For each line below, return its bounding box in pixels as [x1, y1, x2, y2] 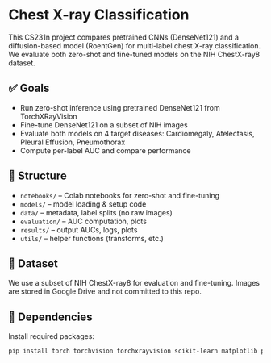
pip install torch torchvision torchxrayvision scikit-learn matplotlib [8, 347, 258, 356]
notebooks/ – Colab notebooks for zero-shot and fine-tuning [19, 190, 220, 200]
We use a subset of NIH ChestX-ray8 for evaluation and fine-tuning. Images [8, 278, 261, 288]
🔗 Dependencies [8, 310, 93, 323]
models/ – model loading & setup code [19, 199, 147, 209]
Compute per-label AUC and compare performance [19, 145, 191, 155]
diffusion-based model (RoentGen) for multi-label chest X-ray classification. [8, 40, 261, 50]
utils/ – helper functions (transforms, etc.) [19, 233, 164, 243]
